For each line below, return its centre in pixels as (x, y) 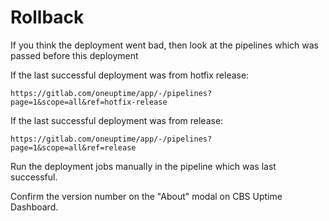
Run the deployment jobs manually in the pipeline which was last (143, 166)
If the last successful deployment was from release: (117, 120)
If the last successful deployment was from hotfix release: (130, 75)
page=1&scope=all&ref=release (73, 147)
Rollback (47, 17)
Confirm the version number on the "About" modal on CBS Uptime (146, 196)
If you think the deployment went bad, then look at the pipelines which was (165, 45)
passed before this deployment (74, 55)
